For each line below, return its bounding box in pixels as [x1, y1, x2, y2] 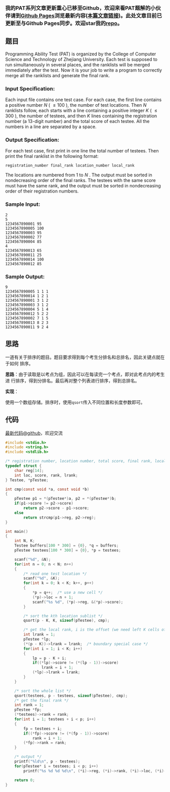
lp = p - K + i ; [32, 655, 67, 661]
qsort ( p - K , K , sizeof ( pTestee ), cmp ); [23, 618, 110, 623]
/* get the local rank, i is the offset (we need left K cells [23, 627, 159, 632]
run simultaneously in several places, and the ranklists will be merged [5, 61, 150, 68]
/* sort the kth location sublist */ [23, 613, 103, 618]
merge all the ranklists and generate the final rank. [5, 72, 110, 78]
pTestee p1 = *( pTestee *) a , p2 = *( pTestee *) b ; [14, 496, 116, 501]
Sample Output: [5, 273, 45, 280]
